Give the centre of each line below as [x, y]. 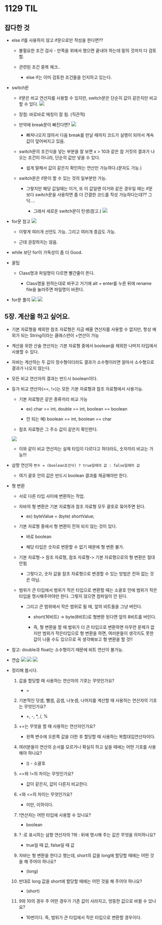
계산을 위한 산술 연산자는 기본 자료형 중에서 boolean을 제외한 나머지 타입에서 [84, 345]
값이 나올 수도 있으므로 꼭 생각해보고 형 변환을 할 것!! [83, 639]
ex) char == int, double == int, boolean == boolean [77, 409]
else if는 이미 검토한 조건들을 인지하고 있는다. [69, 77]
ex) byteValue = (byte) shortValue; [60, 516]
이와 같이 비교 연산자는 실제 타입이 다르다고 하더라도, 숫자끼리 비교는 [83, 448]
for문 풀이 [21, 300]
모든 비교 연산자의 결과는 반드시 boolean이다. [55, 378]
